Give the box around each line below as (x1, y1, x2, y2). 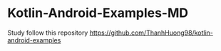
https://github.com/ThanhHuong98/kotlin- (89, 28, 214, 37)
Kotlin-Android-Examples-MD (7, 5, 189, 21)
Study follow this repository (7, 28, 88, 37)
